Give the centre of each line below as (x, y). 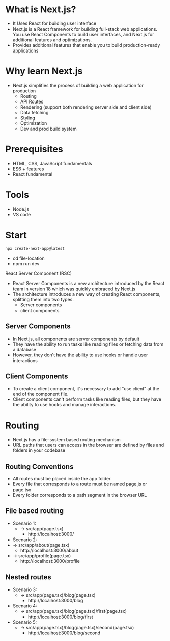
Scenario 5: (25, 622)
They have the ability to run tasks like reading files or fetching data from (88, 344)
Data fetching (34, 112)
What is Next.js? (41, 9)
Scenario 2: (25, 540)
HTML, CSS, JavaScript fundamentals (52, 163)
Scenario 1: (24, 523)
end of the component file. (40, 394)
